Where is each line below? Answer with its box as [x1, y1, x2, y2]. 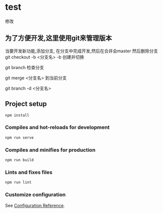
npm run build [5, 158, 34, 163]
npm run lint [5, 180, 32, 185]
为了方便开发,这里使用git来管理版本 [5, 34, 112, 43]
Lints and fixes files [5, 169, 53, 176]
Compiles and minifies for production [5, 146, 95, 153]
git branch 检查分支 [5, 64, 44, 70]
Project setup [5, 100, 47, 108]
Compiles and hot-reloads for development [5, 124, 110, 131]
